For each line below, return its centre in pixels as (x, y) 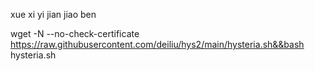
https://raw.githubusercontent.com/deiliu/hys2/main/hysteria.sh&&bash (157, 44)
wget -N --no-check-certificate (75, 33)
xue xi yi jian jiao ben (53, 14)
